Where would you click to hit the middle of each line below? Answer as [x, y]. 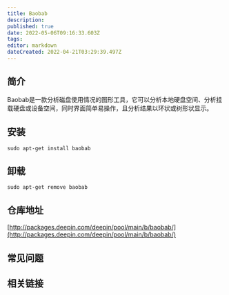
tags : [15, 39]
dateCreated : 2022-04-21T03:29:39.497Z [64, 52]
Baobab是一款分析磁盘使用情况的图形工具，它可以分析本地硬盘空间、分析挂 [115, 99]
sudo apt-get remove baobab [48, 187]
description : [26, 20]
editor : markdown [32, 45]
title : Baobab [28, 13]
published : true [30, 26]
